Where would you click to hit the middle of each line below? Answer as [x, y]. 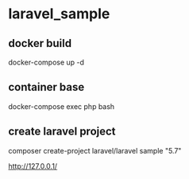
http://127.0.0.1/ [33, 166]
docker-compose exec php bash [62, 106]
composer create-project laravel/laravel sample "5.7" [95, 150]
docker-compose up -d [46, 62]
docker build [40, 43]
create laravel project [62, 132]
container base [46, 87]
